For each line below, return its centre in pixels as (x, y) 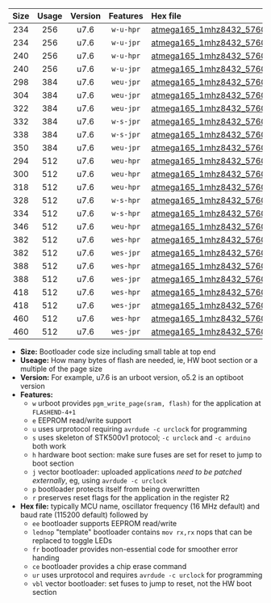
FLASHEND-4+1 (54, 412)
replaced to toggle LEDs (72, 540)
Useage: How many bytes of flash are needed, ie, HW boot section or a (139, 360)
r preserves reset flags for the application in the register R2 (131, 498)
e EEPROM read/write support (81, 420)
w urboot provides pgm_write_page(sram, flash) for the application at (146, 403)
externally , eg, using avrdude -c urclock (100, 481)
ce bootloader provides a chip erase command (109, 566)
